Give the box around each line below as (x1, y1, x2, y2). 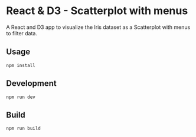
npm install (6, 62, 35, 68)
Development (6, 78, 57, 89)
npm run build (6, 125, 41, 132)
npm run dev (6, 94, 35, 100)
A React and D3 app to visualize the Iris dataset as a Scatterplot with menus (6, 24, 191, 31)
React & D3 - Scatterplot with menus (6, 4, 188, 18)
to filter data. (6, 29, 37, 36)
